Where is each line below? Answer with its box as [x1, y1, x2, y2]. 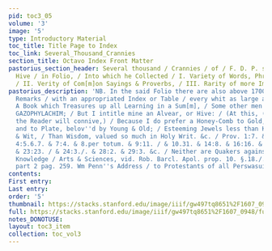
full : [8, 207, 27, 215]
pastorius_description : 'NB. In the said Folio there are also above [8, 87, 249, 96]
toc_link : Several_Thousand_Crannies [8, 49, 136, 57]
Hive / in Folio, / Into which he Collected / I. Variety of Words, [15, 72, 252, 80]
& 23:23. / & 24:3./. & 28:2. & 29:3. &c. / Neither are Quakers [15, 147, 241, 155]
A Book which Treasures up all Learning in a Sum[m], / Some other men [15, 102, 263, 110]
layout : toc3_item [8, 223, 70, 231]
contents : [8, 170, 42, 178]
